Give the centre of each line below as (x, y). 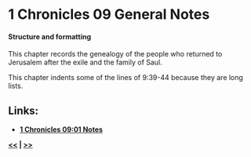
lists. (16, 86)
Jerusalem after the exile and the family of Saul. (85, 62)
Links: (24, 110)
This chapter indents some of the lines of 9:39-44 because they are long (125, 78)
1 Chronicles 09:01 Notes (61, 130)
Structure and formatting (50, 36)
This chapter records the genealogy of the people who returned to (115, 54)
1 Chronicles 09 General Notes (109, 15)
